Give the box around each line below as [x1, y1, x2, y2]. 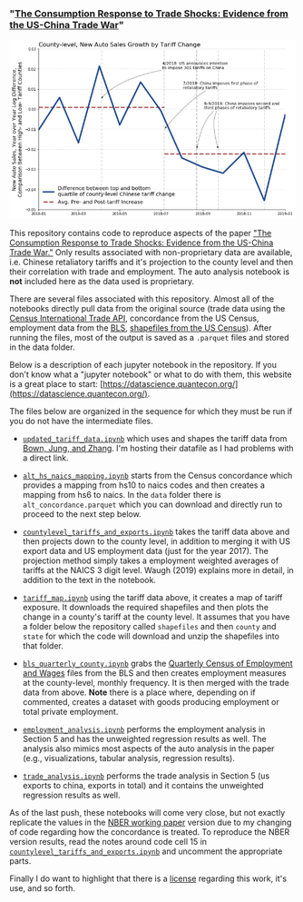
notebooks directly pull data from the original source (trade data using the [9, 302, 286, 313]
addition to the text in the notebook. [22, 574, 157, 585]
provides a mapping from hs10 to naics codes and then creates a [22, 480, 265, 491]
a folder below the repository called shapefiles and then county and [22, 620, 277, 631]
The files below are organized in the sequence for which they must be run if [9, 405, 293, 416]
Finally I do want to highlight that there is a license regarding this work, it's [9, 873, 288, 884]
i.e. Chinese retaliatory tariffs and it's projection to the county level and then [9, 256, 293, 267]
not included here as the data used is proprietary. [9, 275, 195, 286]
